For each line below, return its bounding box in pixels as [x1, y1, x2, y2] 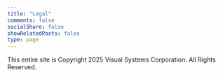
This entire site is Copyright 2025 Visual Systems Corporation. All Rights [7, 55, 216, 64]
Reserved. [7, 63, 37, 71]
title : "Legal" [7, 10, 52, 17]
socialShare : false [7, 23, 65, 30]
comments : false [7, 17, 55, 24]
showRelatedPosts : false [7, 29, 80, 37]
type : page [7, 36, 39, 43]
